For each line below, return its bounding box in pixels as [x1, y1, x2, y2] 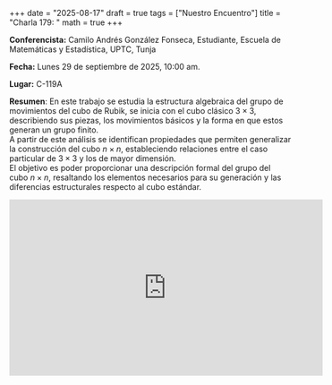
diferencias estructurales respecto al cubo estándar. [9, 182, 202, 192]
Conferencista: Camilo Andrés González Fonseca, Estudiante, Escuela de [9, 35, 282, 45]
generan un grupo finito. [9, 124, 99, 135]
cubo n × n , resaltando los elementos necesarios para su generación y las [9, 172, 282, 183]
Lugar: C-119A [9, 79, 63, 89]
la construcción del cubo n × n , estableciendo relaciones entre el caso [9, 143, 268, 154]
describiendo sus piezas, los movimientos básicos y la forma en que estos [9, 115, 284, 125]
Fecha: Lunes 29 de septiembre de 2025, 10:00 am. [9, 62, 200, 72]
